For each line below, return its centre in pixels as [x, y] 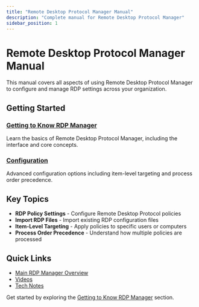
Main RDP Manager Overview [52, 273]
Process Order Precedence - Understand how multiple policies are [98, 233]
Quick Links [29, 258]
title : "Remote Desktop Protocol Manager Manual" [70, 12]
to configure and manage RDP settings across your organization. [87, 89]
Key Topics [28, 199]
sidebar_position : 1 [32, 23]
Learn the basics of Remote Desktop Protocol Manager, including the [92, 138]
